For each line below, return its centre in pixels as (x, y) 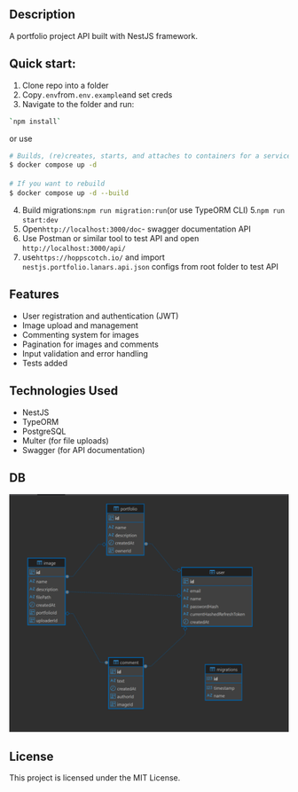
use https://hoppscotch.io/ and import (94, 257)
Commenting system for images (80, 334)
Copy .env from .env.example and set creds (97, 94)
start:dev (40, 220)
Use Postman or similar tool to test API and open (110, 238)
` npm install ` (35, 122)
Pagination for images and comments (90, 344)
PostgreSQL (44, 431)
